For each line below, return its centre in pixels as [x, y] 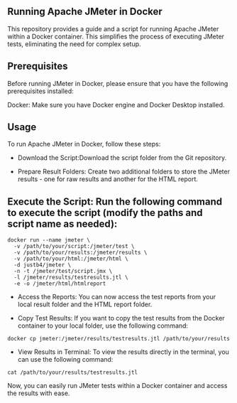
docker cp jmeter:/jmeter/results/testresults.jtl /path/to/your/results [119, 339]
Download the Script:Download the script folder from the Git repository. [122, 158]
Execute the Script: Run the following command [115, 201]
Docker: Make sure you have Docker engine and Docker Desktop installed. [116, 104]
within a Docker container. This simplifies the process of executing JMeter [116, 36]
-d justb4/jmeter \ [43, 265]
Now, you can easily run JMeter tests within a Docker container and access [117, 386]
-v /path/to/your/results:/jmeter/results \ [81, 253]
